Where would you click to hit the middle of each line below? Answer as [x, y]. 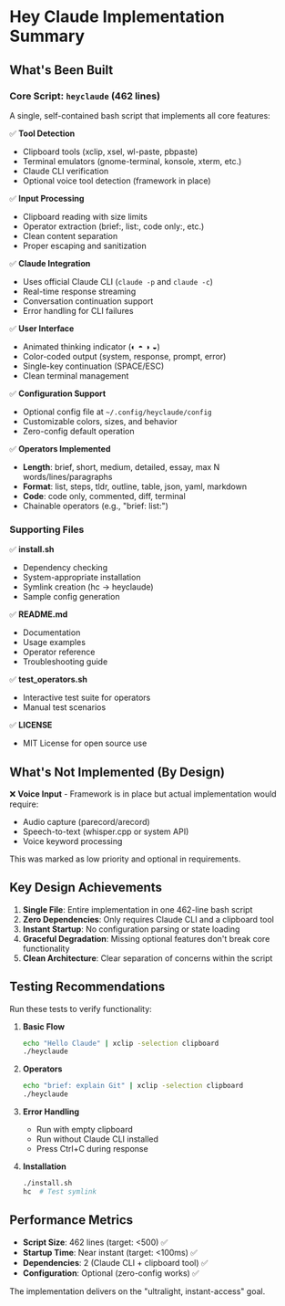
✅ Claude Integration [50, 263]
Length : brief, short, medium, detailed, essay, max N [121, 466]
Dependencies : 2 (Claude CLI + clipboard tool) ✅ [115, 1262]
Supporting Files [47, 529]
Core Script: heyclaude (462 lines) [85, 96]
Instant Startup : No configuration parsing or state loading [131, 929]
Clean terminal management [76, 375]
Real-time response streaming [79, 291]
